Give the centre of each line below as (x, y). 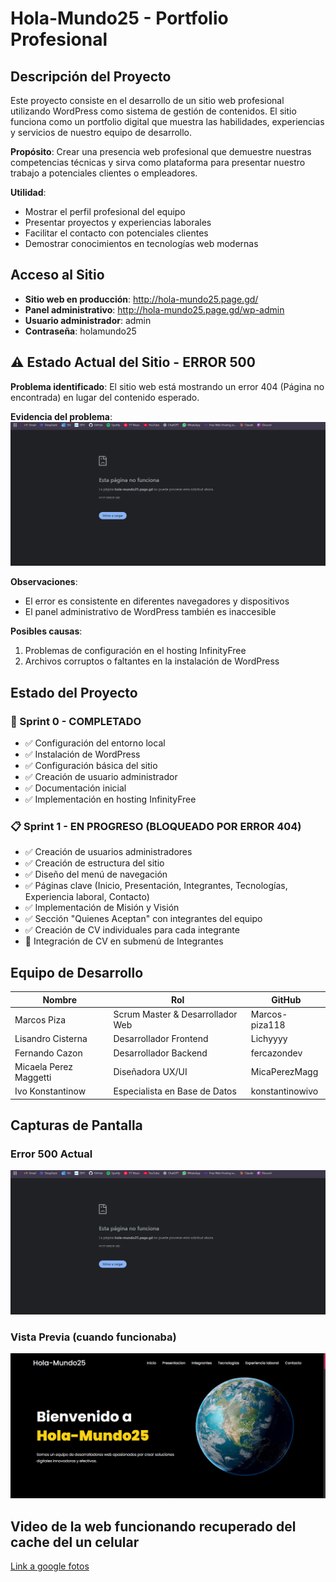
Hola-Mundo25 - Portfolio (119, 18)
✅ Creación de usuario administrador (101, 777)
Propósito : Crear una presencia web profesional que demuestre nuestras (161, 151)
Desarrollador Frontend (161, 1039)
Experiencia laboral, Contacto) (87, 897)
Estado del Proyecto (74, 692)
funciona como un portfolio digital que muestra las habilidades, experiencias (167, 121)
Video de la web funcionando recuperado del (153, 1526)
